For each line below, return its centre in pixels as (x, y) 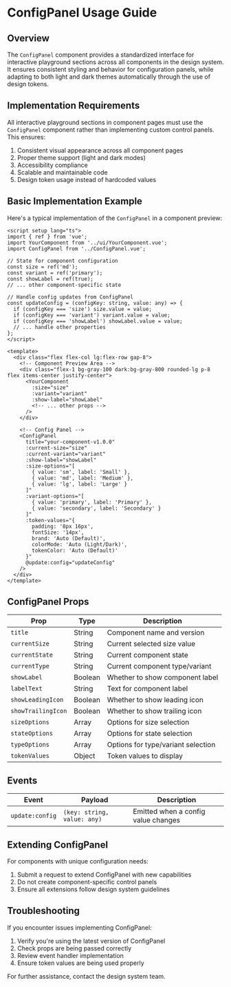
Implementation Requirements (74, 106)
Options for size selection (148, 722)
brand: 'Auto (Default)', (69, 538)
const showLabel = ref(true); (51, 279)
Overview (29, 38)
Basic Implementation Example (75, 201)
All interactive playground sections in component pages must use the (105, 122)
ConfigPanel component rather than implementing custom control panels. (111, 130)
